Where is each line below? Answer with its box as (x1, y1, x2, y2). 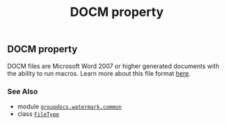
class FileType (17, 109, 60, 118)
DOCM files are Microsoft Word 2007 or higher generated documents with (7, 62, 220, 70)
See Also (7, 86, 38, 96)
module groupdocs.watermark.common (17, 102, 122, 110)
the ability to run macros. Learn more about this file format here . (7, 69, 191, 77)
